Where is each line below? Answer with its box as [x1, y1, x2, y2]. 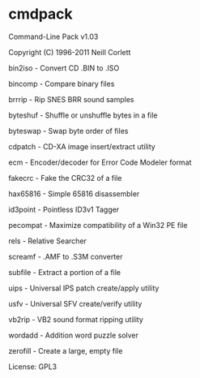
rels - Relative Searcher [8, 236, 87, 246]
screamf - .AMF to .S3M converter [8, 251, 123, 261]
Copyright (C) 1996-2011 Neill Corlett [8, 47, 131, 57]
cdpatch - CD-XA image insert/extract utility [8, 141, 155, 151]
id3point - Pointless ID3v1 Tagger [8, 204, 120, 214]
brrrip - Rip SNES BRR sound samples [8, 94, 135, 104]
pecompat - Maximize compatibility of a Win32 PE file [8, 220, 188, 230]
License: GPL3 [8, 362, 57, 372]
